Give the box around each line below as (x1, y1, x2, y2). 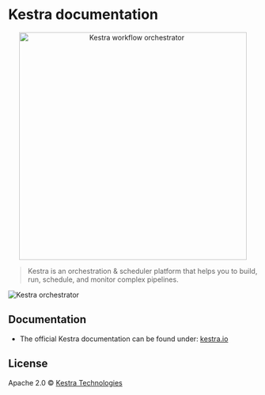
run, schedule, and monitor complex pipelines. (27, 275, 180, 284)
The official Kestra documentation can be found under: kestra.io (19, 334, 229, 344)
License (8, 357, 48, 370)
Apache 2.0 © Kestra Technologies (8, 378, 123, 387)
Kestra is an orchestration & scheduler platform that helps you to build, (27, 266, 258, 275)
